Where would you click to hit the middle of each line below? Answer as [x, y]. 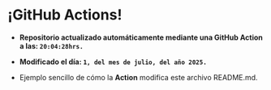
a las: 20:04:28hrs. [51, 45]
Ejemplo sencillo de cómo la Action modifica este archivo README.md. [138, 77]
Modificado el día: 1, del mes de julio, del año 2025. [113, 62]
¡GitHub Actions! [65, 15]
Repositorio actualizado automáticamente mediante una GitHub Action [141, 37]
